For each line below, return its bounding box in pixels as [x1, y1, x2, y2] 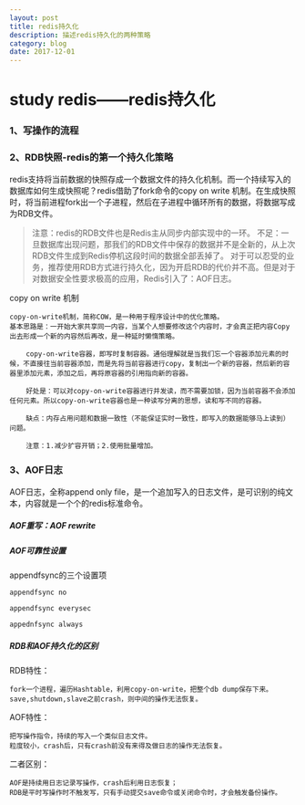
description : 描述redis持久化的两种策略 [9, 30, 151, 39]
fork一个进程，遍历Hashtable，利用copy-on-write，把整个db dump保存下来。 [9, 685, 273, 695]
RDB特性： [9, 665, 50, 676]
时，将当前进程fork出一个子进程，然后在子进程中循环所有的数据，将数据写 [9, 196, 289, 207]
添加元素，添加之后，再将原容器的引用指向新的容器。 [22, 369, 193, 378]
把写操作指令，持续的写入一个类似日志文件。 [9, 732, 152, 741]
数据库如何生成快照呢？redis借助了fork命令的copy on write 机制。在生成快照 [9, 184, 296, 196]
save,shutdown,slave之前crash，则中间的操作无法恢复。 [9, 695, 203, 704]
